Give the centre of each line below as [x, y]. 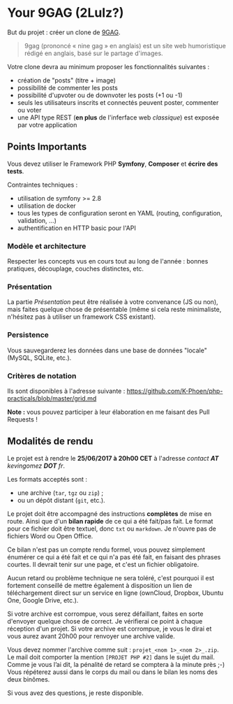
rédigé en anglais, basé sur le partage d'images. [93, 53]
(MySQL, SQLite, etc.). [39, 357]
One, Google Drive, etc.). [43, 600]
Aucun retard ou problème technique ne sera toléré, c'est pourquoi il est [111, 577]
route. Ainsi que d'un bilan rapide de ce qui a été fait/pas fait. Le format [110, 521]
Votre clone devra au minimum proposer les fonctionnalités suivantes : [108, 66]
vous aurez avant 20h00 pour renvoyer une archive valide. [91, 636]
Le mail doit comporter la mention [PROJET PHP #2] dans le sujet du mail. [111, 657]
